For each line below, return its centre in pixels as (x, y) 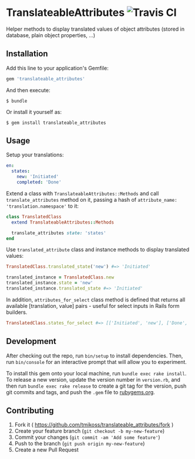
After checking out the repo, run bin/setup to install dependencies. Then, (95, 355)
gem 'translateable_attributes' (46, 79)
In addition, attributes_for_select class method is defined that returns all (96, 299)
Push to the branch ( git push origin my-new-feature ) (80, 444)
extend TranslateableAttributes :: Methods (63, 222)
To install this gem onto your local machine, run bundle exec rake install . (96, 373)
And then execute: (28, 90)
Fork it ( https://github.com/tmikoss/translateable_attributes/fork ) (94, 425)
